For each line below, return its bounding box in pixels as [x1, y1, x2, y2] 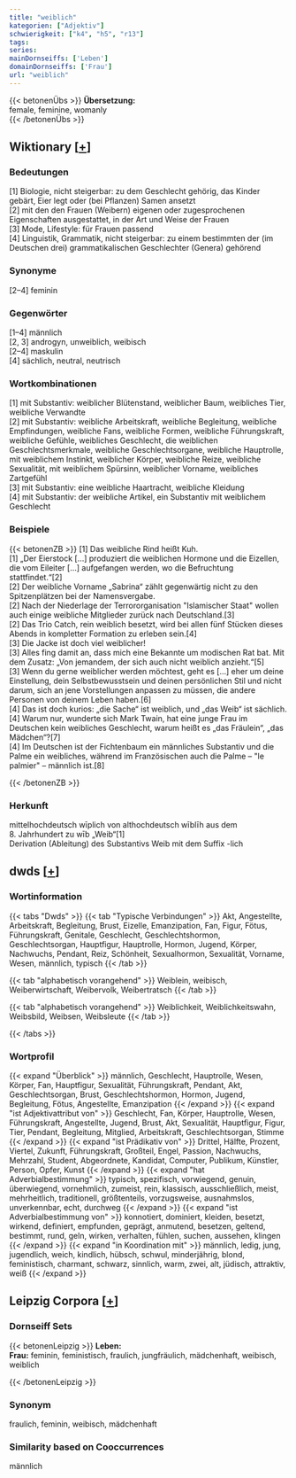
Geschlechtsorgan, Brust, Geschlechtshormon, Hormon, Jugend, [9, 1089, 246, 1100]
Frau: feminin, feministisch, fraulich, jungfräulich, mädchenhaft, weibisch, [9, 1350, 277, 1360]
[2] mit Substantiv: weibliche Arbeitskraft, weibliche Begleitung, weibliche [9, 416, 277, 427]
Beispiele [9, 524, 50, 536]
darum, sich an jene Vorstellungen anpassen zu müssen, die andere [9, 684, 256, 696]
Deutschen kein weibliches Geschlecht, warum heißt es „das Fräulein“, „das [9, 722, 285, 733]
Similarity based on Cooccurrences [9, 1441, 164, 1453]
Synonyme [9, 265, 57, 277]
